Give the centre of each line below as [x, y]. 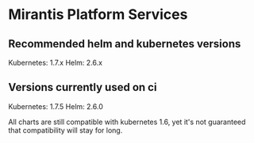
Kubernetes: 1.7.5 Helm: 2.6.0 [56, 106]
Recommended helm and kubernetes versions [125, 44]
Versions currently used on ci [83, 87]
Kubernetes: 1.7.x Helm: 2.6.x [56, 62]
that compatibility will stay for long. [65, 130]
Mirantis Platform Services [98, 15]
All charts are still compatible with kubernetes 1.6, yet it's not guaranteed [127, 122]
